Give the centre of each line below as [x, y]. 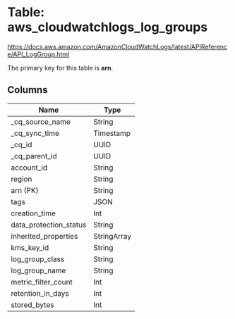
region [22, 179]
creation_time [34, 213]
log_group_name [38, 270]
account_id [29, 168]
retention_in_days [40, 293]
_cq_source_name [41, 122]
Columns [28, 90]
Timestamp [112, 133]
